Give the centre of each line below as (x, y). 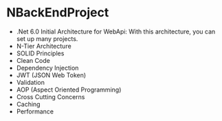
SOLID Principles (40, 53)
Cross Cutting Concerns (51, 96)
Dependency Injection (47, 68)
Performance (35, 111)
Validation (31, 82)
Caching (28, 104)
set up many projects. (47, 38)
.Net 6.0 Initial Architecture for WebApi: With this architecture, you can (116, 31)
